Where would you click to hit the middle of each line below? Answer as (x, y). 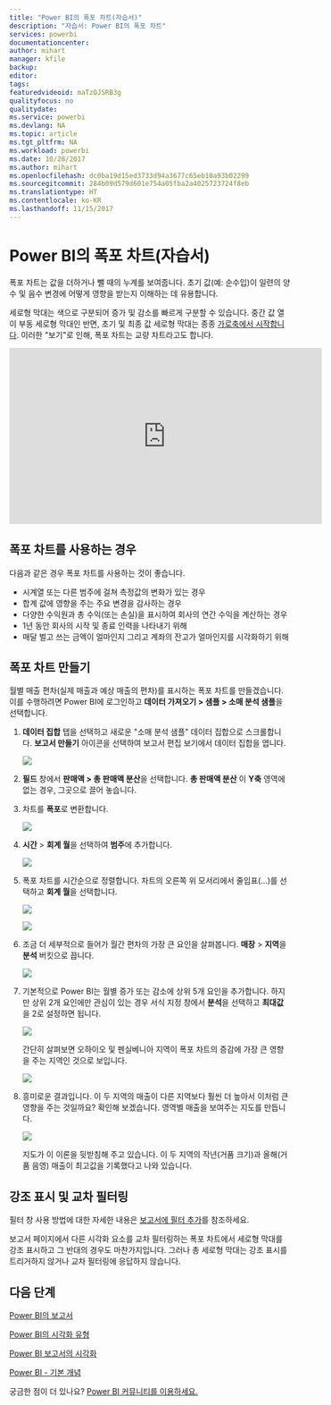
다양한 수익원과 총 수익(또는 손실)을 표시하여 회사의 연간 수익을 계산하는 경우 (155, 614)
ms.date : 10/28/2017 (48, 159)
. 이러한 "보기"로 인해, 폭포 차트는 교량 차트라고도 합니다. (115, 334)
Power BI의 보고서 (41, 1315)
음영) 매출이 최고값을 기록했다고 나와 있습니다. (112, 1166)
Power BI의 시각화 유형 (50, 1334)
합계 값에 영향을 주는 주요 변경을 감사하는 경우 (102, 603)
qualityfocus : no (41, 101)
